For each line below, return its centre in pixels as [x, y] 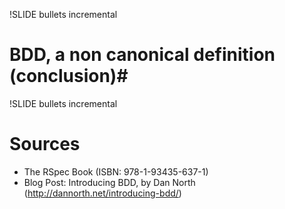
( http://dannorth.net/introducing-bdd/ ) [102, 193]
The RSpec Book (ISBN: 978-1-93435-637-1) [116, 171]
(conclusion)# [69, 76]
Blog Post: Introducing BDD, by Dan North [109, 182]
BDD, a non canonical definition [142, 55]
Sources [45, 144]
